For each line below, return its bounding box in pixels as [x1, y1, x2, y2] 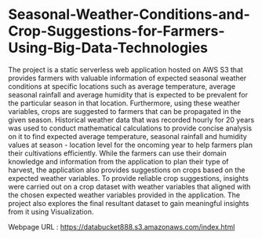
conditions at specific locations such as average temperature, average [8, 81, 236, 91]
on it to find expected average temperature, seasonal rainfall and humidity [8, 131, 247, 141]
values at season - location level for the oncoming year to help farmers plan [8, 140, 253, 149]
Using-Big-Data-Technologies [8, 39, 209, 57]
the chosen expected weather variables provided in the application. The [8, 190, 241, 200]
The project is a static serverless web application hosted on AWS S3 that [8, 64, 243, 74]
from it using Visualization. [8, 207, 94, 216]
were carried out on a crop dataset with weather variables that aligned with [8, 182, 251, 191]
